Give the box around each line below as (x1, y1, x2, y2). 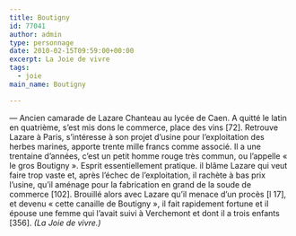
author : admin (9, 30, 63, 39)
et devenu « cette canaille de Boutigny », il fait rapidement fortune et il (9, 198, 269, 209)
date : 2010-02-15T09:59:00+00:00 (9, 47, 135, 56)
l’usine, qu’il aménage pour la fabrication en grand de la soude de (9, 179, 252, 189)
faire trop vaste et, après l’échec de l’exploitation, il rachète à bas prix (9, 170, 266, 180)
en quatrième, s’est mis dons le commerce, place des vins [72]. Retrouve (9, 122, 279, 133)
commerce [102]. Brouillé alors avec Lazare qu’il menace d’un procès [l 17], (9, 188, 287, 199)
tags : (9, 64, 30, 73)
